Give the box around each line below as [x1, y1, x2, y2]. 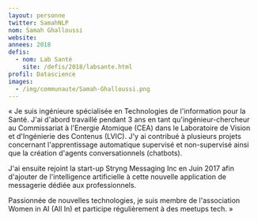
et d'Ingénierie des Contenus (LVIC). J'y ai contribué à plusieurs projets [8, 132, 241, 141]
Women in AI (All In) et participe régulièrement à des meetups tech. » [8, 204, 233, 214]
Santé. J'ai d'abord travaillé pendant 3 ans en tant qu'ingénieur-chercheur [8, 115, 250, 125]
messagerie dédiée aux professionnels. [8, 181, 137, 190]
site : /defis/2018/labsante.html [22, 63, 133, 71]
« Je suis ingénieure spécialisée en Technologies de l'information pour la [8, 107, 246, 116]
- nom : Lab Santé [15, 56, 73, 64]
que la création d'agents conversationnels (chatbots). [8, 148, 183, 158]
